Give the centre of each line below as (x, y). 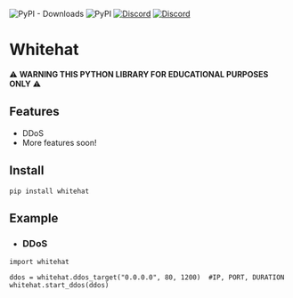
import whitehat (39, 262)
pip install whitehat (49, 191)
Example (34, 218)
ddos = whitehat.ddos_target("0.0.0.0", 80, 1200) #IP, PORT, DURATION (147, 278)
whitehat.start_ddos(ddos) (59, 286)
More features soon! (59, 142)
